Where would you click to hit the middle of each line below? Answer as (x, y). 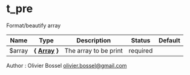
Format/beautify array (34, 25)
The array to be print (93, 50)
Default (169, 40)
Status (141, 40)
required (141, 50)
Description (93, 40)
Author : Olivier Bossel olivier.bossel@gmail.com (67, 65)
